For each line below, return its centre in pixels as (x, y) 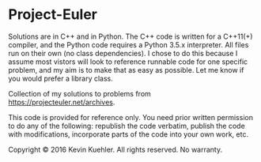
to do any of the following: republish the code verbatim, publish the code (127, 126)
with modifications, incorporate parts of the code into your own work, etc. (129, 134)
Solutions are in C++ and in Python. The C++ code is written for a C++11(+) (130, 36)
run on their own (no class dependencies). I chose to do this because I (123, 53)
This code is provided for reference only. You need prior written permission (130, 117)
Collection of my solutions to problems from (80, 93)
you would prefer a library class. (61, 78)
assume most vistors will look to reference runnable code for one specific (128, 62)
